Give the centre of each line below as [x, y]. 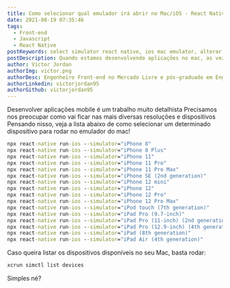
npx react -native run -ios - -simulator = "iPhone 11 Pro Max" [93, 169]
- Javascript [32, 39]
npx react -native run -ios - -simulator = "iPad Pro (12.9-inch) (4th [104, 227]
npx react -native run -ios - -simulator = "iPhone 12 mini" [88, 182]
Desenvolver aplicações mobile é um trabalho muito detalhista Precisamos [112, 110]
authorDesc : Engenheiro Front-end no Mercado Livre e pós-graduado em [110, 77]
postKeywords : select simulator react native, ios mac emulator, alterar [115, 52]
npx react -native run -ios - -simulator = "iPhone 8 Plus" [87, 150]
